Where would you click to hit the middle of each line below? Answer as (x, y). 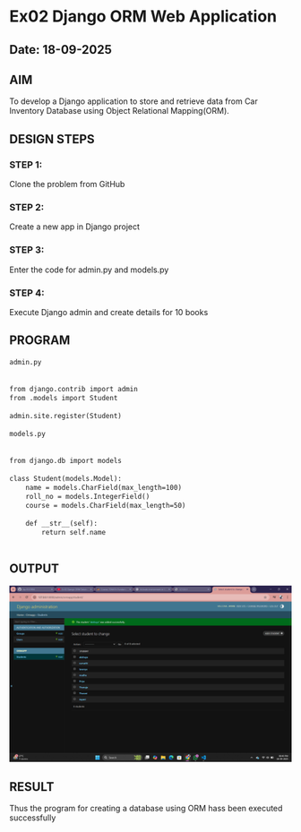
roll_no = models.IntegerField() (88, 496)
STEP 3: (27, 250)
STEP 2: (27, 207)
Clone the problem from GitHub (67, 184)
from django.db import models (66, 460)
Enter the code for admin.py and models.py (89, 270)
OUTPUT (34, 569)
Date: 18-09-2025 (60, 50)
